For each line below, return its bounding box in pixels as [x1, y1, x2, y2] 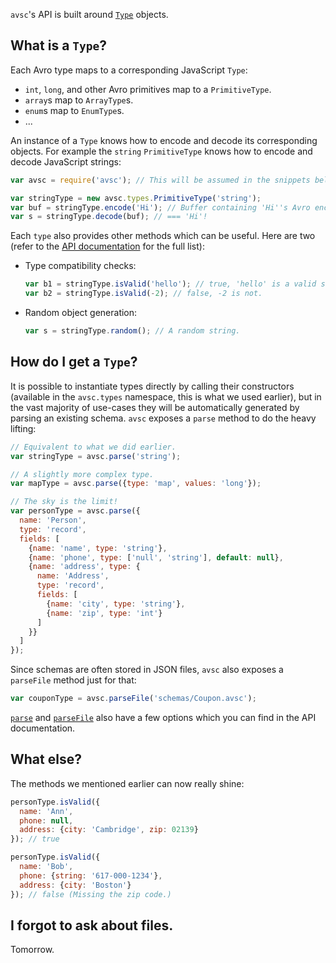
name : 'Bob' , [19, 862, 74, 872]
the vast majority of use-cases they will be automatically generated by [10, 401, 300, 413]
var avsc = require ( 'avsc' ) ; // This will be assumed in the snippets [10, 175, 311, 185]
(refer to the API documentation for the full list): [10, 240, 205, 253]
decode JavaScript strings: [10, 155, 122, 168]
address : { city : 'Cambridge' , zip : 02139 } [19, 825, 199, 835]
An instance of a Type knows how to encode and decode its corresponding [10, 134, 318, 146]
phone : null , [19, 815, 74, 826]
